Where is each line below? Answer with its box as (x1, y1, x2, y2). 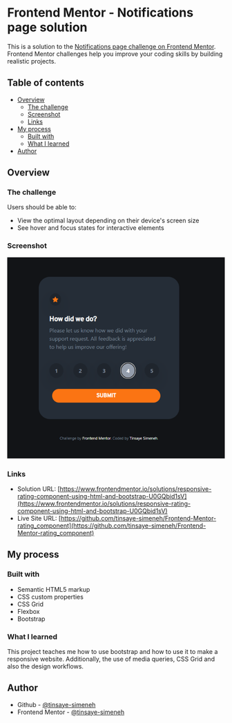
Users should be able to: (7, 203, 77, 211)
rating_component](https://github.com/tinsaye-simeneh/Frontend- (17, 521, 206, 530)
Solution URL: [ (17, 485, 60, 493)
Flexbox (17, 607, 40, 615)
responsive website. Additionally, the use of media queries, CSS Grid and (7, 655, 215, 663)
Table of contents (7, 77, 84, 89)
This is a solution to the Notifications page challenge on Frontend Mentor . (7, 42, 216, 50)
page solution (7, 19, 88, 35)
